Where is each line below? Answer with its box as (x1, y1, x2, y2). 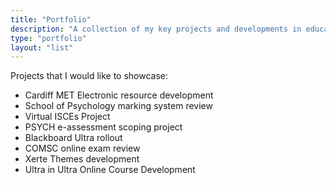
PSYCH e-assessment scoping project (24, 121, 183, 133)
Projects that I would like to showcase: (10, 70, 169, 82)
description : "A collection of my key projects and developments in (10, 24, 302, 34)
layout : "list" (10, 42, 74, 53)
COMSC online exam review (24, 142, 141, 155)
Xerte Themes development (24, 153, 140, 165)
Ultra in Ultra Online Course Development (24, 164, 196, 176)
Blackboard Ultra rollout (24, 132, 123, 144)
